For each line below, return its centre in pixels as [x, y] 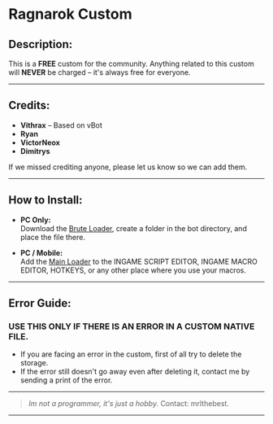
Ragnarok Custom [70, 14]
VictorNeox [40, 142]
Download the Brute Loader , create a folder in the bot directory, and [134, 228]
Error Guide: [40, 303]
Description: [41, 44]
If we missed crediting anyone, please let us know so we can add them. [128, 167]
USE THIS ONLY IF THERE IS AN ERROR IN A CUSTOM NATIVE [132, 326]
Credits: [29, 105]
